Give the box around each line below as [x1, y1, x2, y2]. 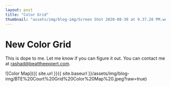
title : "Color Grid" [5, 12, 49, 17]
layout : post [5, 7, 33, 13]
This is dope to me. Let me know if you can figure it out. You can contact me [5, 55, 165, 61]
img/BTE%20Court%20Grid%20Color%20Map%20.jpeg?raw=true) [5, 76, 147, 82]
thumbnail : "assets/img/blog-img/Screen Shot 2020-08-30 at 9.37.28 [5, 17, 154, 22]
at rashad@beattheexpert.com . [5, 61, 71, 67]
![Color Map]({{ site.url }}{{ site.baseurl [5, 70, 88, 76]
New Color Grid [5, 38, 71, 50]
